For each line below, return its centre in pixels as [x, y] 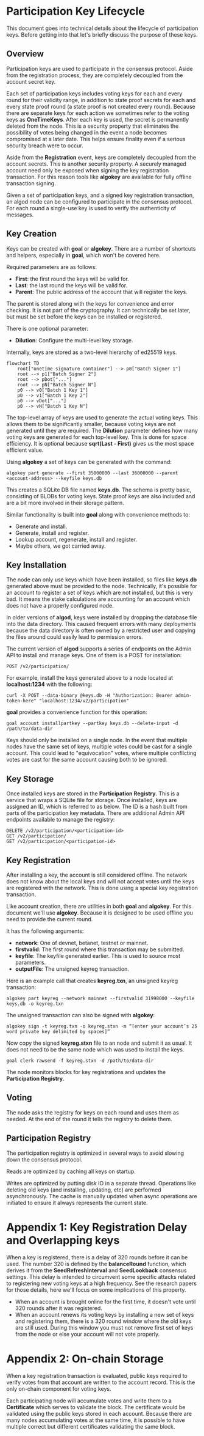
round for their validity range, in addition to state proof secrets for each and [101, 100]
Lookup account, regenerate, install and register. [76, 539]
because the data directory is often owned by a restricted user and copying [101, 630]
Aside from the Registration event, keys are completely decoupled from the [101, 157]
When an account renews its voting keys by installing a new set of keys [104, 1314]
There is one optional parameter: [47, 328]
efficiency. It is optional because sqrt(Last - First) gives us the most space [100, 443]
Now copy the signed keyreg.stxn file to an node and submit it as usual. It [99, 1043]
